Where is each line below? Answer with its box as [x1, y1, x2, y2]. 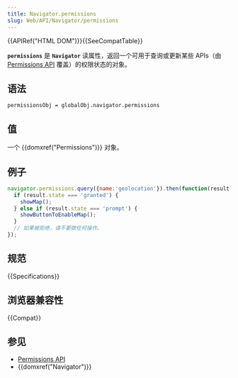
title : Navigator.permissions [7, 10, 97, 18]
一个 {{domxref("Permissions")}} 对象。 [7, 143, 123, 152]
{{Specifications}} [7, 272, 60, 280]
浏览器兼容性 [7, 294, 64, 306]
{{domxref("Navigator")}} [17, 362, 92, 371]
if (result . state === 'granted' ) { [13, 191, 119, 199]
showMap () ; [20, 198, 52, 206]
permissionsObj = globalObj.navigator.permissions [7, 102, 160, 109]
